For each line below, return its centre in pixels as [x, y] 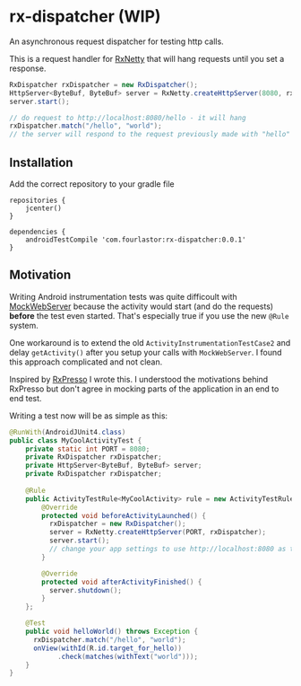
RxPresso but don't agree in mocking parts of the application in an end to [144, 389]
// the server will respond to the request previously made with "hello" [150, 135]
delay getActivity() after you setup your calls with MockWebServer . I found [146, 352]
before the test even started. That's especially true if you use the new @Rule [149, 315]
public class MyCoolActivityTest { [76, 440]
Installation [41, 162]
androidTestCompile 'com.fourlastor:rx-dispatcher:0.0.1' [136, 240]
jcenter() [44, 208]
